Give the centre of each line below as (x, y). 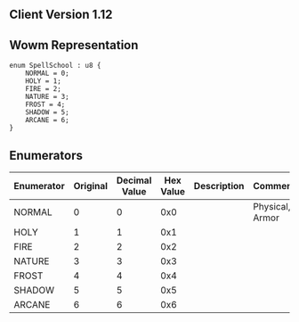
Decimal (134, 180)
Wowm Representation (74, 45)
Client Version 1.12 (61, 15)
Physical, (272, 207)
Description (219, 186)
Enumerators (46, 155)
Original (91, 186)
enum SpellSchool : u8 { (55, 66)
